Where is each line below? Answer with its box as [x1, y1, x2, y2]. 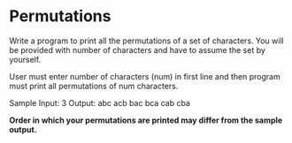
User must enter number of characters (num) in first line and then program [9, 71, 280, 81]
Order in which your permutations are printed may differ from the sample [9, 115, 283, 125]
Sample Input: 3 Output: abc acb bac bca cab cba [9, 97, 190, 108]
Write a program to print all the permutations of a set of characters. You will [9, 35, 285, 46]
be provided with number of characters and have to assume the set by [9, 44, 265, 55]
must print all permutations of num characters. [9, 80, 179, 91]
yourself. [9, 54, 42, 64]
